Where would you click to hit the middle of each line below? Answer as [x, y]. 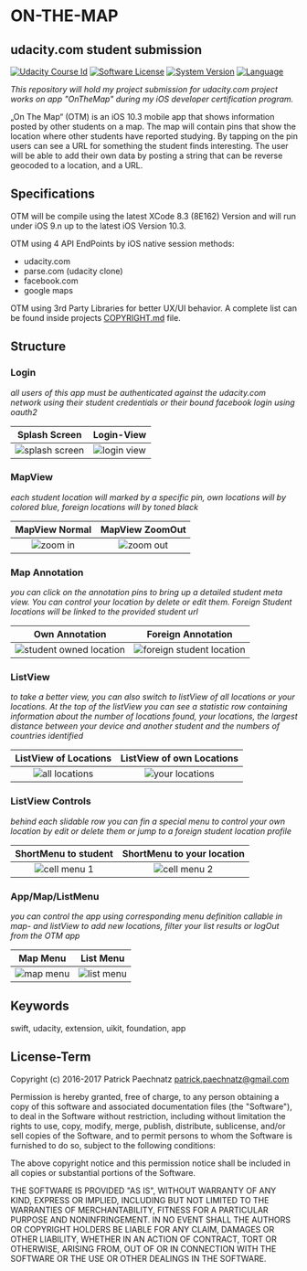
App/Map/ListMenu [55, 896]
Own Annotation [70, 635]
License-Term [51, 1057]
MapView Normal [53, 529]
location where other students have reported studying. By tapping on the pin [154, 136]
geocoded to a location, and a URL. [77, 165]
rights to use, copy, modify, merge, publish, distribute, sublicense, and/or [148, 1126]
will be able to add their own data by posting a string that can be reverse [147, 155]
